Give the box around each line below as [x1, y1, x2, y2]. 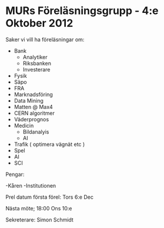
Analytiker [22, 53, 48, 60]
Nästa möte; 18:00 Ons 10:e [5, 205, 72, 212]
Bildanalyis [22, 128, 49, 135]
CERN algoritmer [14, 110, 55, 117]
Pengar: [5, 171, 25, 178]
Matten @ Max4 [14, 103, 53, 110]
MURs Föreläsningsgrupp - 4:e [5, 4, 159, 18]
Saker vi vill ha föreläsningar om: [5, 36, 85, 43]
